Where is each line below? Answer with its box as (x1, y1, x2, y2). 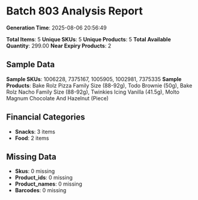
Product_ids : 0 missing (14, 174, 73, 181)
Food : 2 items (14, 134, 49, 142)
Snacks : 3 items (14, 128, 56, 135)
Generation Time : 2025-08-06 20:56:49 (6, 24, 107, 31)
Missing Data (6, 151, 57, 162)
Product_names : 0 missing (14, 180, 83, 187)
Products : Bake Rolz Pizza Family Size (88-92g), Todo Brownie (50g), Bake (6, 82, 193, 89)
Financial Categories (6, 112, 85, 123)
